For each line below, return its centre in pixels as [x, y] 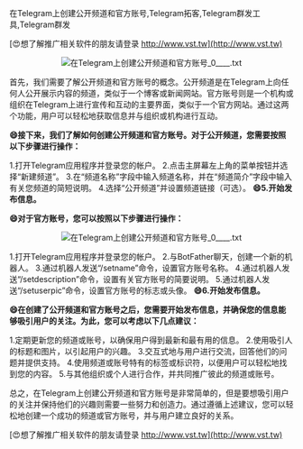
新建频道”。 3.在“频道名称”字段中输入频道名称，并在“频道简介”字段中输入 [157, 177]
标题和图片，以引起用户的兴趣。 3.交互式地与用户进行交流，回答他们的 [148, 351]
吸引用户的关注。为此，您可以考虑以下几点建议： [108, 321]
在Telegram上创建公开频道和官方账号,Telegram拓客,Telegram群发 [131, 13]
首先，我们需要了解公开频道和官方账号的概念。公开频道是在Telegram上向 [145, 82]
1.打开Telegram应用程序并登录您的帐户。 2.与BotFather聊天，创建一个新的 [147, 257]
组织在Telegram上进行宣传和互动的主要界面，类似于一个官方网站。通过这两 [149, 105]
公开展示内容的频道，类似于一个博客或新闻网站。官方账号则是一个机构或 [159, 93]
